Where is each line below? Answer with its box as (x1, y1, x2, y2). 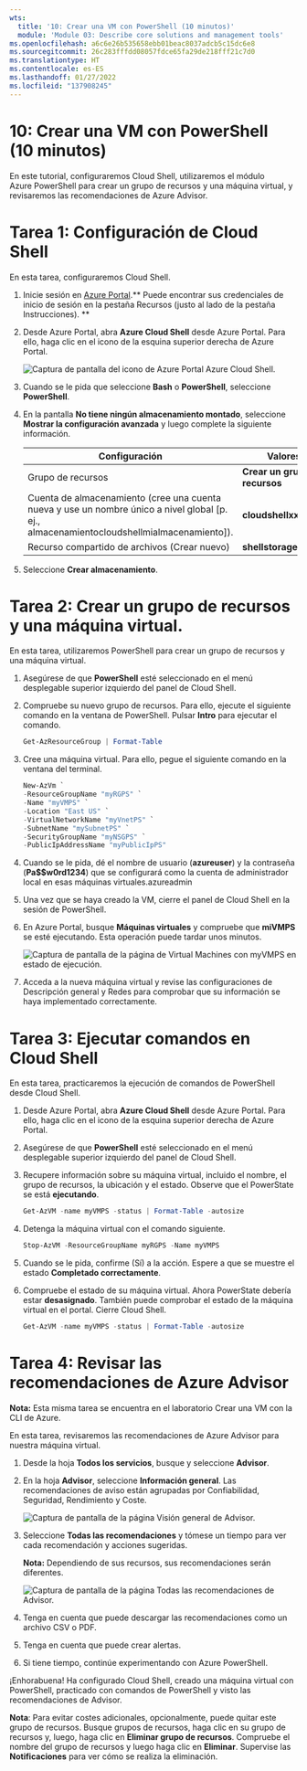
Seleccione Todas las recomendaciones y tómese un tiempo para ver (22, 1530, 287, 1541)
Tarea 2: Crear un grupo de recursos (9, 596, 291, 617)
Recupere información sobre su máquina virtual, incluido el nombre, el (22, 1170, 288, 1181)
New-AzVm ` (22, 781, 65, 790)
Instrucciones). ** (22, 308, 90, 320)
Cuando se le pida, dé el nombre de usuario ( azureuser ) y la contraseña (22, 857, 295, 868)
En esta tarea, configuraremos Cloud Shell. (9, 271, 171, 282)
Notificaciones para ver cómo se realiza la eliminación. (9, 1751, 218, 1762)
